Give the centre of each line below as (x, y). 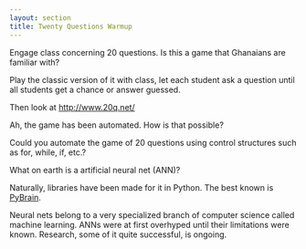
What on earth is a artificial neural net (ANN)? (95, 170)
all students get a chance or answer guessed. (95, 89)
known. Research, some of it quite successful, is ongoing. (118, 234)
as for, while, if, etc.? (48, 152)
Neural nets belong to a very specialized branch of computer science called (152, 214)
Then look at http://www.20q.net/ (72, 107)
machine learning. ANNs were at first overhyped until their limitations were (149, 224)
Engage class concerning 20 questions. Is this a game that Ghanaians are (148, 52)
